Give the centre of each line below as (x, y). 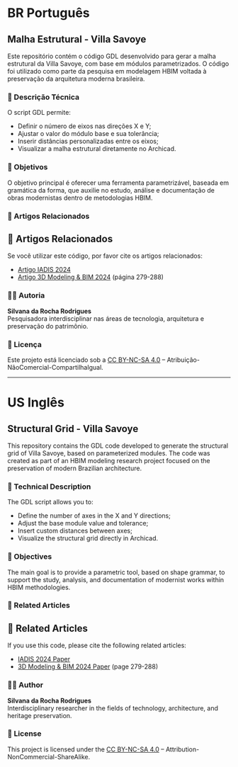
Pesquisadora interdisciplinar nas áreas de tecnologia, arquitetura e (106, 318)
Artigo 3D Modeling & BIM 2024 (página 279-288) (91, 277)
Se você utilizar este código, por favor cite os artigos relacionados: (105, 256)
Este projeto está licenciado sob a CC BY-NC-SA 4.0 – (86, 360)
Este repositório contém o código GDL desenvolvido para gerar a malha (112, 56)
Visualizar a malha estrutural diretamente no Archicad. (97, 149)
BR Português (49, 13)
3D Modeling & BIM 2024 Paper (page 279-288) (88, 666)
